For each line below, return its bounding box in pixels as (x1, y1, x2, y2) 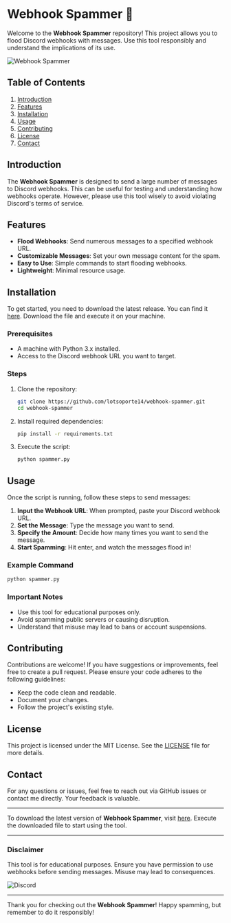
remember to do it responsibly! (7, 908, 94, 917)
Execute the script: (16, 443, 71, 451)
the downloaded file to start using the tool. (7, 821, 127, 829)
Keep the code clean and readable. (16, 688, 117, 697)
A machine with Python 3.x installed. (16, 345, 120, 353)
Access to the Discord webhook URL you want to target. (16, 352, 177, 360)
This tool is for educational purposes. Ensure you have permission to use (7, 860, 214, 869)
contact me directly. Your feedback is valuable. (7, 794, 140, 802)
